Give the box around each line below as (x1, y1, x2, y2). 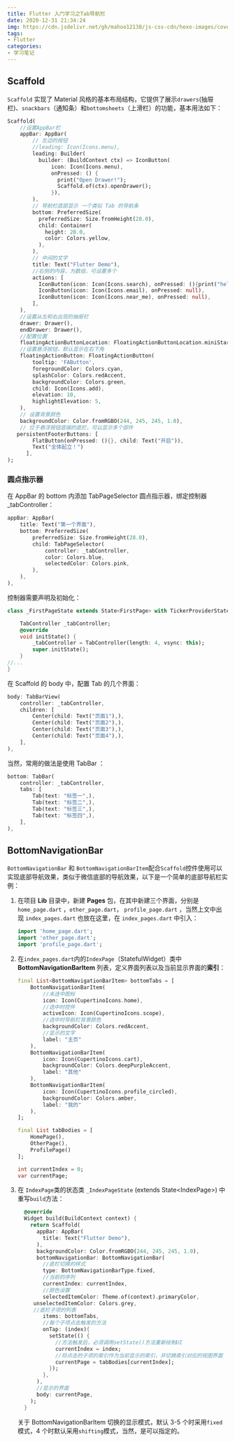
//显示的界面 (36, 1384, 69, 1392)
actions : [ (32, 274, 64, 281)
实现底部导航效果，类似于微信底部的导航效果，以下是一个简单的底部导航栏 (7, 872, 222, 881)
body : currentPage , (36, 1391, 93, 1398)
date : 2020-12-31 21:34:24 (7, 17, 86, 24)
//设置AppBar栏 (20, 124, 61, 131)
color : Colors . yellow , (44, 235, 111, 242)
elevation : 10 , (32, 391, 77, 398)
